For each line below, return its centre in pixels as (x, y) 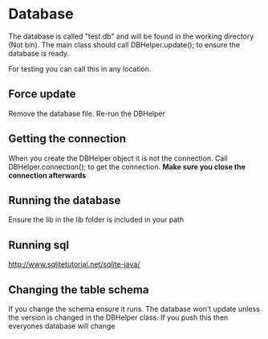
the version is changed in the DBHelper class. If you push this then (118, 317)
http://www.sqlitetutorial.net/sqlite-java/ (74, 264)
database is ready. (39, 53)
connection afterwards (47, 175)
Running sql (39, 245)
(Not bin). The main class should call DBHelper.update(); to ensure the (124, 44)
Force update (42, 94)
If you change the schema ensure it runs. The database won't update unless (134, 309)
